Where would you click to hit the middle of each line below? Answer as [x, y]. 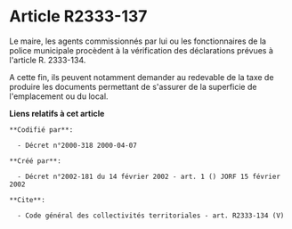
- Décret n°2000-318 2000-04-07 [77, 145]
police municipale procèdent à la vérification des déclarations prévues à [142, 50]
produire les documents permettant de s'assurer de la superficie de [133, 86]
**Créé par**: [36, 161]
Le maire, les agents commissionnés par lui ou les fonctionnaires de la [138, 41]
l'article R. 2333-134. [48, 60]
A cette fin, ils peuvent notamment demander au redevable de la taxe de [142, 77]
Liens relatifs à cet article [57, 113]
